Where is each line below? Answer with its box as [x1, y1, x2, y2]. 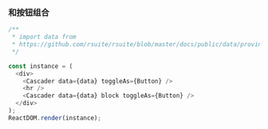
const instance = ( [8, 62, 73, 70]
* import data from [11, 33, 77, 41]
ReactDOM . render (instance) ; [8, 114, 102, 122]
